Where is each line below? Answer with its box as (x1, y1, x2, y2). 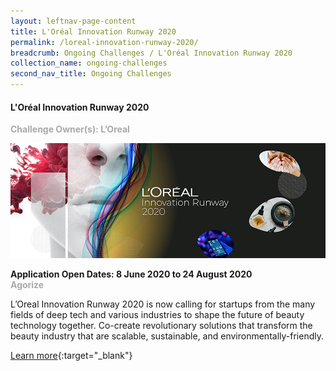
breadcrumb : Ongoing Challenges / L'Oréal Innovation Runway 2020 (10, 48, 293, 58)
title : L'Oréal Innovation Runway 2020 (10, 26, 177, 37)
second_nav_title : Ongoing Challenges (10, 69, 172, 79)
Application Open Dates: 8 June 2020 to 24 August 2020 (10, 268, 253, 280)
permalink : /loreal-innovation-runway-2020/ (10, 37, 199, 47)
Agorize (10, 279, 45, 291)
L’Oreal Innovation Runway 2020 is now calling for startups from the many (10, 298, 316, 310)
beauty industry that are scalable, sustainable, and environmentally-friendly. (10, 330, 324, 342)
